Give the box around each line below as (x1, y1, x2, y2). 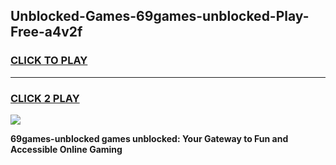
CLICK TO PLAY (10, 54, 88, 68)
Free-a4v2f (10, 24, 83, 41)
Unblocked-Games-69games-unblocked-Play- (10, 8, 310, 25)
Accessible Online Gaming (10, 143, 123, 155)
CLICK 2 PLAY (10, 91, 80, 105)
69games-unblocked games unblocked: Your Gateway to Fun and (10, 132, 289, 144)
